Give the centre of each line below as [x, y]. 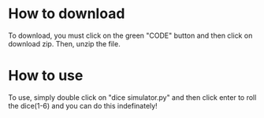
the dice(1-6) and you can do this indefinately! [83, 105]
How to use [46, 76]
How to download [67, 14]
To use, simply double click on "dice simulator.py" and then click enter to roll [132, 97]
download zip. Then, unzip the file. [64, 43]
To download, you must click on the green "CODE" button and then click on [130, 35]
